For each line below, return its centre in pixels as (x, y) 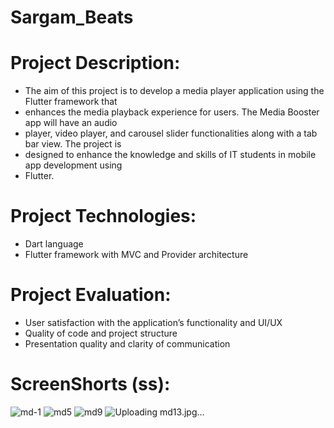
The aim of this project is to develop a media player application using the (174, 91)
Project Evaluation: (91, 295)
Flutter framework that (71, 102)
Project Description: (95, 63)
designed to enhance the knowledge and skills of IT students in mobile (170, 155)
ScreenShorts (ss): (90, 384)
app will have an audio (71, 123)
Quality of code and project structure (101, 333)
